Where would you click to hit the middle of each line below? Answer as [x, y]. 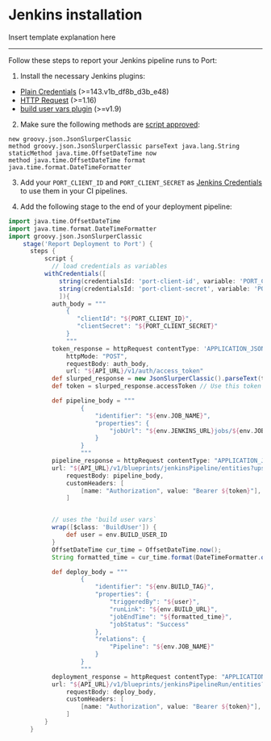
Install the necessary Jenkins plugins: [82, 76]
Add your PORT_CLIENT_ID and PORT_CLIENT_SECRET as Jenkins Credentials [141, 182]
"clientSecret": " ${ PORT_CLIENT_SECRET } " [148, 327]
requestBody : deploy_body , [111, 692]
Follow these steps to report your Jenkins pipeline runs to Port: [113, 60]
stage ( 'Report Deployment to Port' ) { [88, 244]
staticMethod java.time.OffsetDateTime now [83, 153]
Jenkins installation [75, 15]
